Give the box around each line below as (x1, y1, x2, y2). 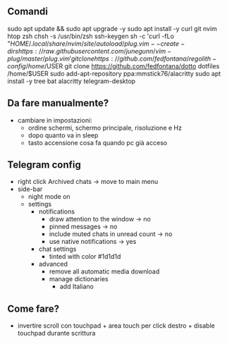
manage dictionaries (49, 275, 109, 283)
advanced (38, 260, 68, 269)
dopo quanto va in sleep (27, 130, 99, 140)
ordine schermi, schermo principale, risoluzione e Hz (27, 123, 182, 132)
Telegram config (7, 159, 81, 171)
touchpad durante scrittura (17, 329, 96, 338)
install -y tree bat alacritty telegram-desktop (7, 77, 136, 85)
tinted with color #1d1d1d (49, 252, 121, 261)
